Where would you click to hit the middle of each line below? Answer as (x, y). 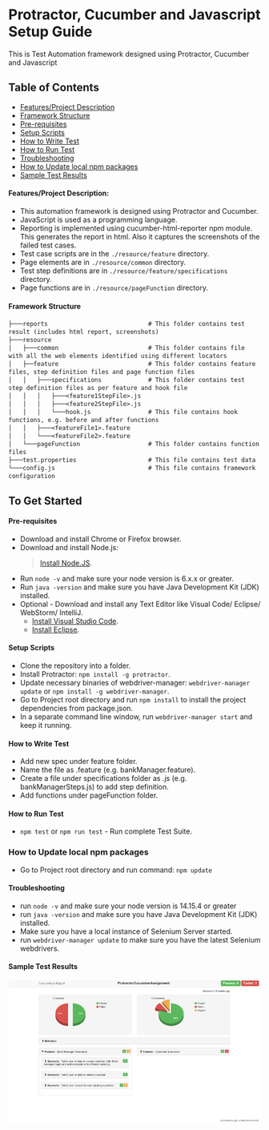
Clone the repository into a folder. (75, 666)
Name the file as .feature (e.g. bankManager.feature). (108, 770)
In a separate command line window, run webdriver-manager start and (136, 716)
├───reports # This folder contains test (127, 324)
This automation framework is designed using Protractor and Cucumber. (139, 211)
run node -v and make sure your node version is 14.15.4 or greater (128, 906)
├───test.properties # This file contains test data (132, 460)
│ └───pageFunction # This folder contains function (134, 444)
